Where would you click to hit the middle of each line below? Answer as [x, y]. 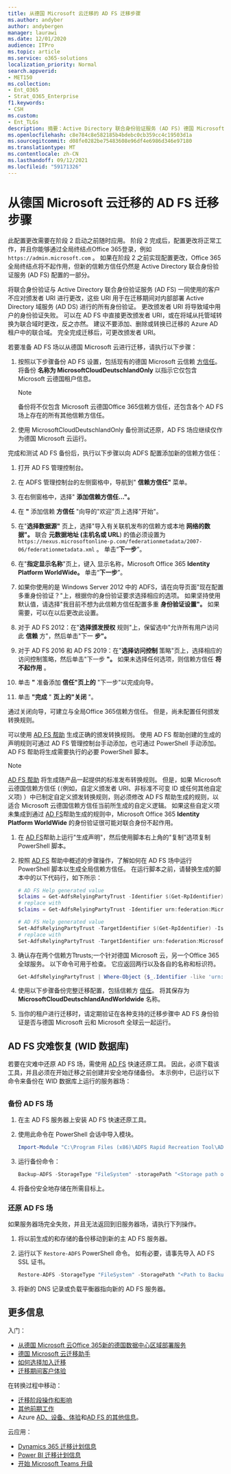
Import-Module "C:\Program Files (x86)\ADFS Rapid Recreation [108, 1148]
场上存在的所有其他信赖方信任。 [63, 415]
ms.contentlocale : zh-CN [43, 154]
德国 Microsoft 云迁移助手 [54, 1353]
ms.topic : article [34, 52]
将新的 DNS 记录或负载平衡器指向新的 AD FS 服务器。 [94, 1289]
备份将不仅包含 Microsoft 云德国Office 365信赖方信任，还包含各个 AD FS [120, 407]
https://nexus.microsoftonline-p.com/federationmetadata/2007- [110, 541]
